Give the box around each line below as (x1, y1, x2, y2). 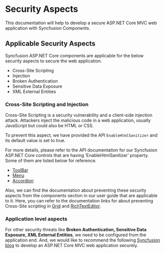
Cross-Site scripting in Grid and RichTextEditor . (5, 203, 102, 209)
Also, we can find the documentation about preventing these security (5, 187, 147, 194)
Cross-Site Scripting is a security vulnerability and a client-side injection (5, 112, 153, 118)
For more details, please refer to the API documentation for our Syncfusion (5, 147, 158, 153)
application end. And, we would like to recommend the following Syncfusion (5, 237, 160, 243)
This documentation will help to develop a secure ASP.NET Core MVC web (5, 20, 157, 26)
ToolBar (12, 167, 29, 173)
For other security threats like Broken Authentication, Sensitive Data (5, 227, 147, 233)
